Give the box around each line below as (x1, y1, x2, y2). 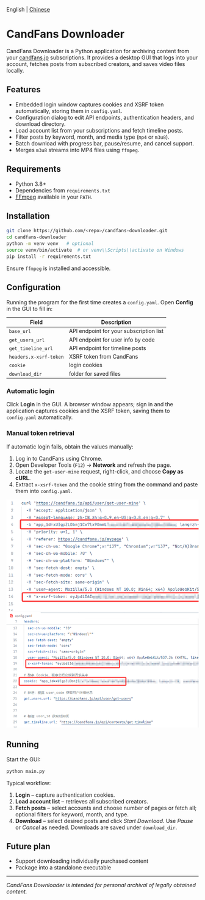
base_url (9, 329, 32, 335)
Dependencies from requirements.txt (15, 186, 111, 194)
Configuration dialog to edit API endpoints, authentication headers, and (15, 114, 194, 121)
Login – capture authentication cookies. (15, 791, 115, 799)
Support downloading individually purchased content (15, 857, 149, 865)
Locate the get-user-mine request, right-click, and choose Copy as (15, 467, 184, 475)
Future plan (6, 841, 51, 852)
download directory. (15, 120, 66, 128)
